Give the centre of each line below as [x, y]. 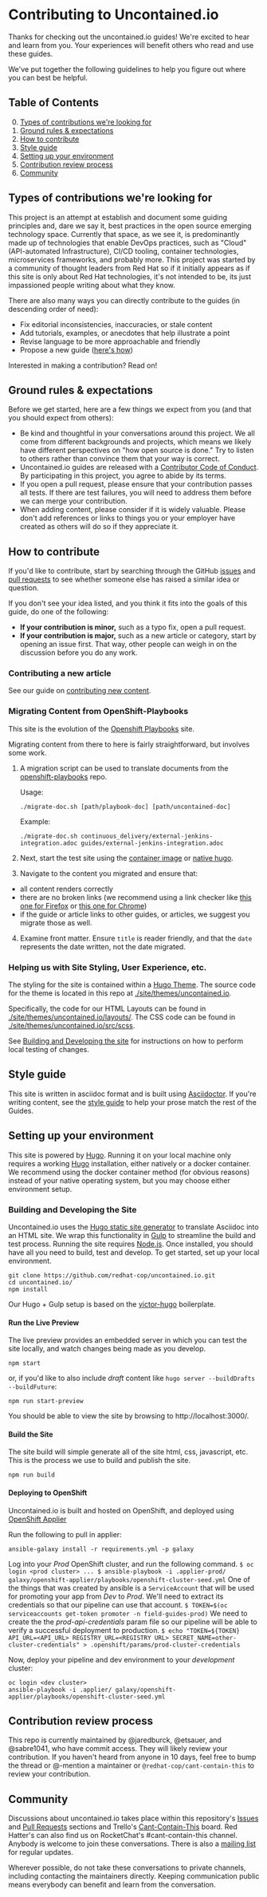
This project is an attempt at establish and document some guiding [118, 217]
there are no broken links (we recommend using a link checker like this [136, 897]
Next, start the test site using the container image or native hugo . [126, 858]
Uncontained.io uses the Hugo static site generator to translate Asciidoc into [133, 1227]
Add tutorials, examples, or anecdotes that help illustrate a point [125, 333]
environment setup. [40, 1189]
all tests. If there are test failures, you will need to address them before [136, 493]
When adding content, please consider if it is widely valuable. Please [132, 510]
